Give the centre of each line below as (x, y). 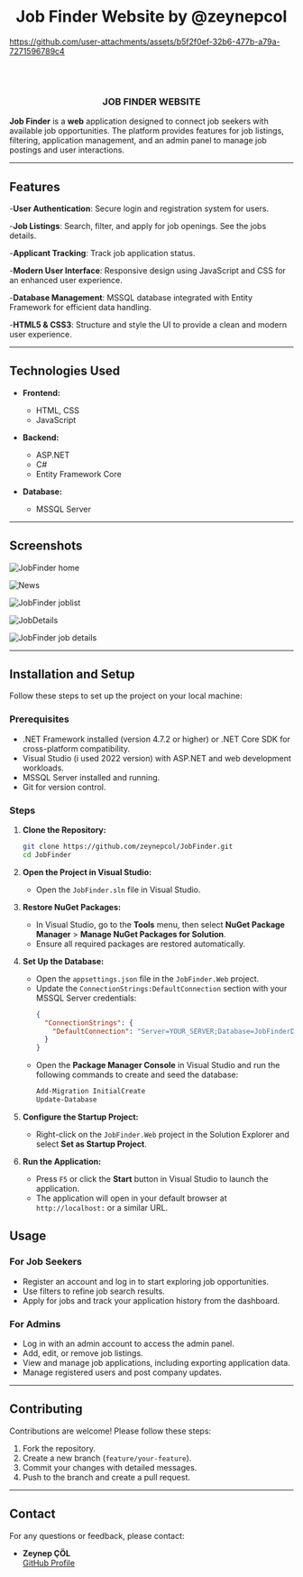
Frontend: (41, 392)
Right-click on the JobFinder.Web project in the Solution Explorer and (163, 1134)
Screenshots (46, 546)
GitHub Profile (48, 1563)
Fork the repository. (59, 1448)
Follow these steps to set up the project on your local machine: (126, 696)
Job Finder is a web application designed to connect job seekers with (139, 121)
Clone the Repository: (64, 830)
